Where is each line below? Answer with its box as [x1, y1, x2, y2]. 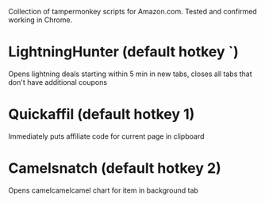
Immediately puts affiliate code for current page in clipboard [8, 131, 205, 141]
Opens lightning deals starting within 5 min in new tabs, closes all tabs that [8, 69, 252, 79]
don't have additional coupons [8, 77, 108, 86]
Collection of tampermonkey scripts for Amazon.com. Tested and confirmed [8, 7, 258, 16]
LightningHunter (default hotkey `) [8, 43, 240, 61]
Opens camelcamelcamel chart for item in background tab [8, 186, 198, 195]
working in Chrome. [8, 15, 73, 25]
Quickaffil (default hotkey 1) [8, 105, 195, 124]
